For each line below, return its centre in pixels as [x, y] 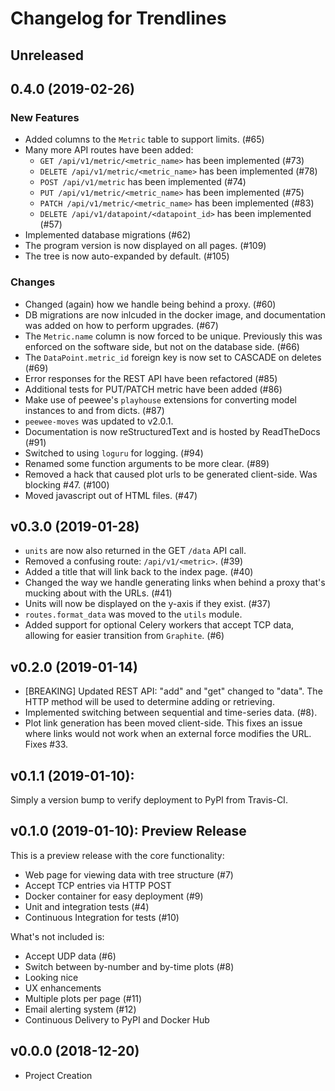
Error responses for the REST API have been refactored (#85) [151, 378]
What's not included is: [57, 936]
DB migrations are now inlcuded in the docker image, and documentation [175, 314]
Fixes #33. [46, 744]
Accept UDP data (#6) [70, 956]
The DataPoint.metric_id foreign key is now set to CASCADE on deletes [173, 357]
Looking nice [51, 977]
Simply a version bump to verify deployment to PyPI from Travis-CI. [149, 800]
